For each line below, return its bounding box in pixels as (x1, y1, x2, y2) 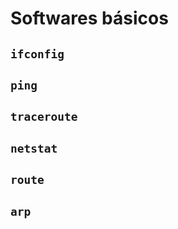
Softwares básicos (10, 7, 169, 30)
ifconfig (10, 47, 65, 61)
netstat (10, 141, 58, 156)
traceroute (10, 110, 78, 124)
